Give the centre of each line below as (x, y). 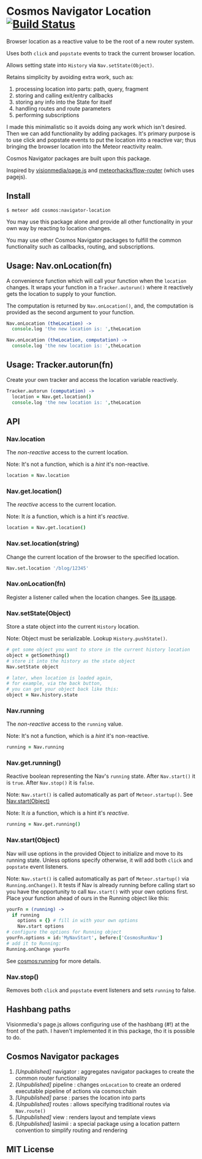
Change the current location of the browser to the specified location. (93, 557)
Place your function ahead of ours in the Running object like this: (88, 898)
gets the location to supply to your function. (62, 293)
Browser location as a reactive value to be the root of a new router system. (100, 41)
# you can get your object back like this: (63, 689)
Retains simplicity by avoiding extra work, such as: (70, 77)
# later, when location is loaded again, (60, 678)
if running (26, 915)
